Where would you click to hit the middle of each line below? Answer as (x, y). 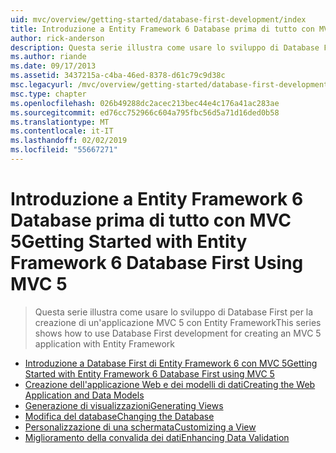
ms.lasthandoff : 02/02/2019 (69, 141)
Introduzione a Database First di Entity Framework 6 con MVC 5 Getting (171, 363)
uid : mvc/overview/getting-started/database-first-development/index (158, 19)
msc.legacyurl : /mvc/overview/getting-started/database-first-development (169, 85)
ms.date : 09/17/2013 (53, 66)
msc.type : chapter (48, 94)
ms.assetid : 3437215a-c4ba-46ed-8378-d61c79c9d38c (118, 76)
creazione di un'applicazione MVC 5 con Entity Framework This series (178, 322)
